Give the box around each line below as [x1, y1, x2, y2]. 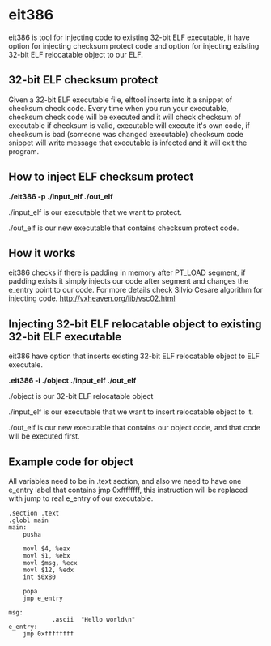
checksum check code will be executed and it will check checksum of [8, 112, 241, 122]
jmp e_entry [23, 594, 63, 602]
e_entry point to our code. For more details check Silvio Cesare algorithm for [8, 285, 264, 295]
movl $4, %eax [23, 545, 70, 553]
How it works [8, 246, 76, 260]
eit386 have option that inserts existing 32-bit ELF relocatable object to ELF [8, 351, 260, 362]
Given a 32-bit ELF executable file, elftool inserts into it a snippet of [8, 95, 233, 105]
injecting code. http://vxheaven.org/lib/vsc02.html [8, 293, 176, 303]
